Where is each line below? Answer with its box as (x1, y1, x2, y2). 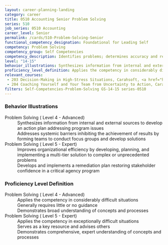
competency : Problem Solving (5, 45, 66, 50)
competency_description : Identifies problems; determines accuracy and (5, 54, 157, 59)
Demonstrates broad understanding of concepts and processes (17, 207, 149, 213)
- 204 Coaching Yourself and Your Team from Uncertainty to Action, (7, 82, 153, 87)
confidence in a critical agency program (17, 167, 100, 173)
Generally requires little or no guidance (17, 202, 98, 208)
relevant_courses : (5, 73, 43, 78)
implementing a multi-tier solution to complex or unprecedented (17, 151, 149, 158)
